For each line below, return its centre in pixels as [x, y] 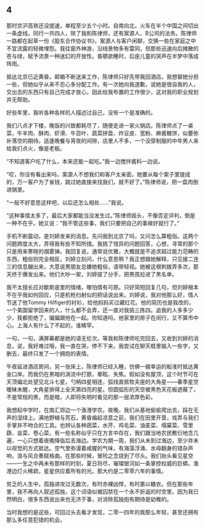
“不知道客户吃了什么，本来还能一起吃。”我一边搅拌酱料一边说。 [85, 161]
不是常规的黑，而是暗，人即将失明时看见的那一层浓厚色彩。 [81, 397]
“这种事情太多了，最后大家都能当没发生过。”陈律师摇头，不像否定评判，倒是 [101, 215]
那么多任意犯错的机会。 [36, 520]
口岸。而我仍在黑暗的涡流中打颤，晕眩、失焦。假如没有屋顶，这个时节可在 [105, 374]
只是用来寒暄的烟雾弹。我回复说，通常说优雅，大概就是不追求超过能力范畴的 [103, 251]
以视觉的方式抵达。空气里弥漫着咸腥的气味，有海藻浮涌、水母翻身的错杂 [97, 448]
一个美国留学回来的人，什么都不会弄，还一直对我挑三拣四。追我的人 [92, 310]
